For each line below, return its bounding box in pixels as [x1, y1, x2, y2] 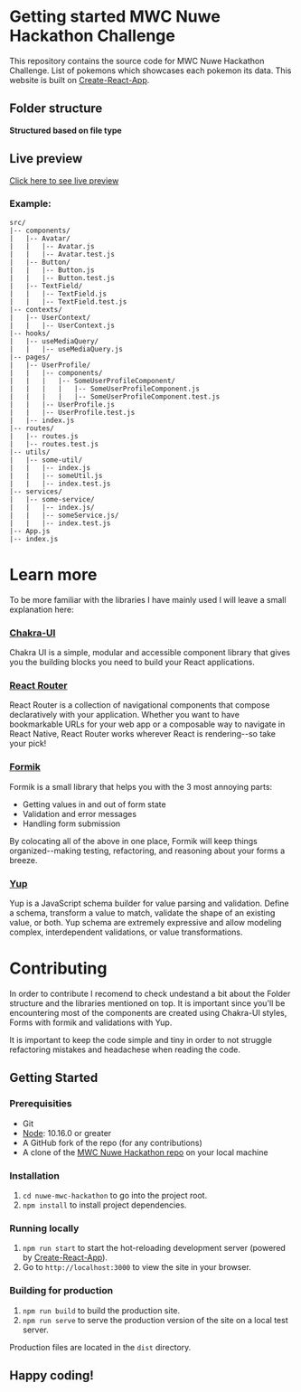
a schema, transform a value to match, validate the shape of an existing [9, 907, 276, 918]
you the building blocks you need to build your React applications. [9, 657, 255, 668]
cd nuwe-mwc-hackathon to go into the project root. [22, 1190, 208, 1200]
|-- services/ [9, 486, 63, 496]
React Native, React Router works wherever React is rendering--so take [9, 729, 276, 739]
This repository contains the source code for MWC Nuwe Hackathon [9, 55, 265, 66]
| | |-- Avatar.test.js [9, 249, 116, 259]
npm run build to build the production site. [22, 1304, 181, 1316]
